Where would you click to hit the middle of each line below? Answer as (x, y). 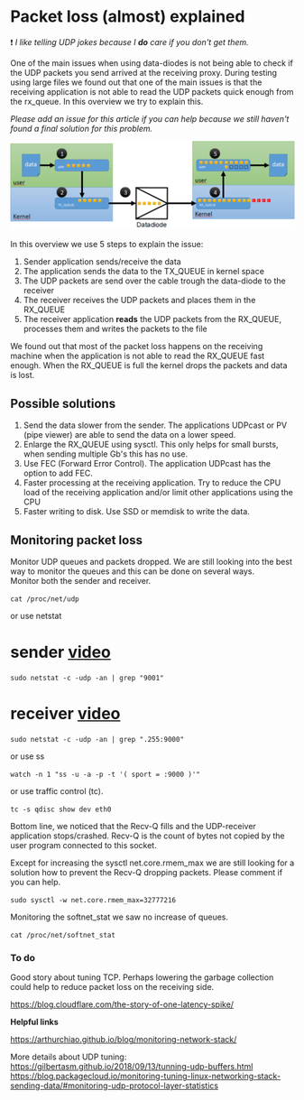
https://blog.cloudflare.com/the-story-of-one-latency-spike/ (122, 1004)
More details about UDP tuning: (69, 1057)
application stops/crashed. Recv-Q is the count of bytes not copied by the (147, 836)
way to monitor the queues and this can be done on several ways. (133, 571)
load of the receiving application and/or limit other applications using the (158, 493)
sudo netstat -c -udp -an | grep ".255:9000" (97, 739)
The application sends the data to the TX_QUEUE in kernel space (144, 272)
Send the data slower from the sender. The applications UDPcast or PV (155, 425)
